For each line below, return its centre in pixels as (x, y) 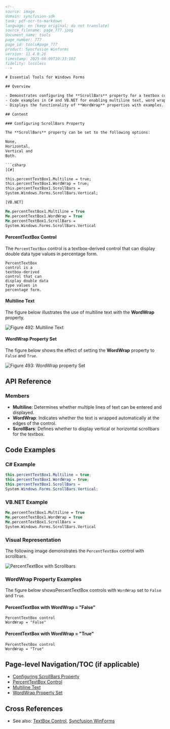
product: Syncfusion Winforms (37, 49)
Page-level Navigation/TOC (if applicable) (73, 665)
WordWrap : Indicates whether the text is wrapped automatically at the (86, 418)
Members (17, 396)
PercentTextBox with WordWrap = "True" (50, 634)
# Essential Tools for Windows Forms (45, 77)
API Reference (28, 382)
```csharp (16, 165)
